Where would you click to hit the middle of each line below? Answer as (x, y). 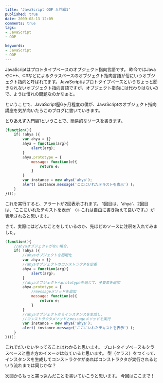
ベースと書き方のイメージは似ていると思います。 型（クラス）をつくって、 (83, 353)
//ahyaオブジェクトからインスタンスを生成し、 (63, 314)
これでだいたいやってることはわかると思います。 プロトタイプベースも (75, 347)
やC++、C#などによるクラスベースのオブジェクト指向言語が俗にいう (74, 75)
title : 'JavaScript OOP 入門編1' (38, 10)
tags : (10, 28)
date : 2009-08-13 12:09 (29, 19)
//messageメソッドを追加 (54, 292)
